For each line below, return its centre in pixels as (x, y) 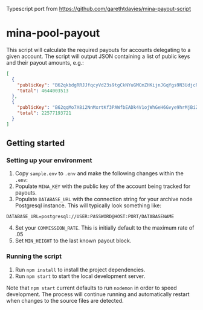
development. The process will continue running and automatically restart (98, 294)
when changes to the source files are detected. (65, 300)
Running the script (34, 256)
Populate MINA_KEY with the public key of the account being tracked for (103, 186)
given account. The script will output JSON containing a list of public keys (98, 56)
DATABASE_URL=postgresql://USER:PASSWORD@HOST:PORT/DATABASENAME (90, 217)
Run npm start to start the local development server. (80, 276)
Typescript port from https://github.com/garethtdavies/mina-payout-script (99, 9)
